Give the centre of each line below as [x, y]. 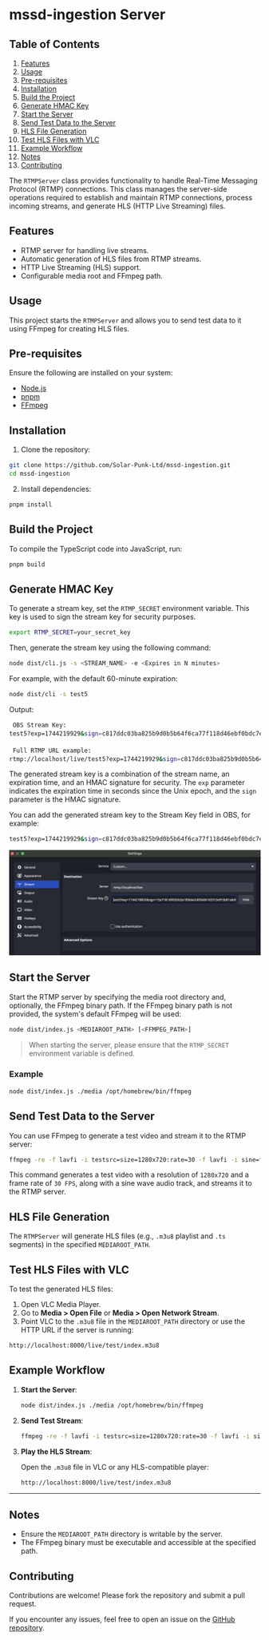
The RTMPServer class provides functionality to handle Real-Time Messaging [133, 180]
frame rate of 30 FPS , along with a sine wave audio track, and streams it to [131, 1183]
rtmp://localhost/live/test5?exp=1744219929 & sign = [95, 759]
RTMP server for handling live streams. [85, 250]
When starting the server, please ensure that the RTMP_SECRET [129, 1044]
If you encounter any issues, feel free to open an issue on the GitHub [122, 1619]
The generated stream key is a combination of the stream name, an [119, 774]
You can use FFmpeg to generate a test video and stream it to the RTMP [128, 1135]
